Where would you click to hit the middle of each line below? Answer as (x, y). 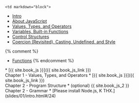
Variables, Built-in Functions (40, 31)
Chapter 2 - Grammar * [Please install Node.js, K (53, 91)
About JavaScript (29, 21)
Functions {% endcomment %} (43, 60)
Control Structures (31, 37)
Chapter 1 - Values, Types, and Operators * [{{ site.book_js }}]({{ (70, 75)
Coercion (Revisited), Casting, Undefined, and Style (64, 42)
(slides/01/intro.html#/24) (30, 96)
